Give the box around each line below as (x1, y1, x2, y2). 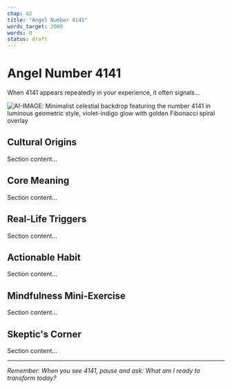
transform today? (7, 374, 57, 382)
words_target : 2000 (7, 23, 64, 30)
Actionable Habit (7, 252, 81, 263)
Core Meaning (7, 175, 70, 187)
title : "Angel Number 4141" (7, 17, 88, 23)
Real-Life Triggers (7, 214, 87, 225)
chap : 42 (7, 10, 32, 17)
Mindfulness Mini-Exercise (7, 290, 126, 301)
